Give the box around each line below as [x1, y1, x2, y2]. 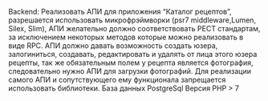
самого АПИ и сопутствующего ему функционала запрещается [8, 75, 226, 84]
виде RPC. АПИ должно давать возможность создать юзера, [8, 41, 218, 50]
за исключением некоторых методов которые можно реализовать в [8, 32, 244, 42]
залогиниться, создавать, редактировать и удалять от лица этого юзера [8, 50, 258, 59]
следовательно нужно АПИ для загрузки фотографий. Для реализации [8, 67, 251, 75]
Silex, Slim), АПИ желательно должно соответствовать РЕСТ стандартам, [8, 24, 261, 33]
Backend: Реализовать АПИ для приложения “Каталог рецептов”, [8, 7, 232, 16]
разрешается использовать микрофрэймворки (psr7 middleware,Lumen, [8, 15, 257, 25]
